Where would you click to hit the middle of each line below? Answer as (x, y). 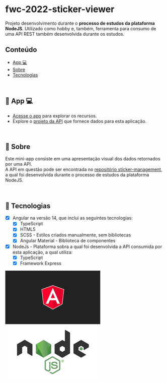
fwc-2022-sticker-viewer (60, 9)
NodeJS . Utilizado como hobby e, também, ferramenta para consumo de (81, 28)
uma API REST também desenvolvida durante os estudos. (65, 34)
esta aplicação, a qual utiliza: (43, 252)
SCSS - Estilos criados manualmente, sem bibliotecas (75, 235)
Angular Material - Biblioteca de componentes (68, 241)
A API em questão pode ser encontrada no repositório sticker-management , (84, 169)
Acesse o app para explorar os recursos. (55, 116)
